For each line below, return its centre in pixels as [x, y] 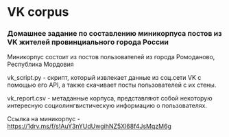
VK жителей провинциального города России [88, 42]
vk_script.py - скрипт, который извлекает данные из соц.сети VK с [104, 78]
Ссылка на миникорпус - [44, 119]
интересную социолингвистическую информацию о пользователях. [107, 106]
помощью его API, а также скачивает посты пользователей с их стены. [112, 85]
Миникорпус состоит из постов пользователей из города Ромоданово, [111, 57]
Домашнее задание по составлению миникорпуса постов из [114, 34]
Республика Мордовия [40, 64]
